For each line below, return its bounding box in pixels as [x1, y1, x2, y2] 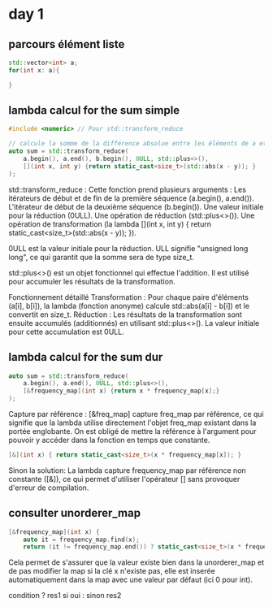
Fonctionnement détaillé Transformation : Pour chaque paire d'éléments [8, 292, 249, 301]
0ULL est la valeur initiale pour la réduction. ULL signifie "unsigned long [8, 243, 249, 253]
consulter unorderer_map [8, 506, 141, 520]
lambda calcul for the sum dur [8, 350, 163, 364]
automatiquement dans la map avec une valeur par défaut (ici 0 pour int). [8, 574, 253, 585]
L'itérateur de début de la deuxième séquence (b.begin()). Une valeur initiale [8, 202, 264, 211]
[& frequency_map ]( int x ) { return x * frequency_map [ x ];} [23, 387, 220, 395]
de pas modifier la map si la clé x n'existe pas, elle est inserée [8, 566, 215, 576]
